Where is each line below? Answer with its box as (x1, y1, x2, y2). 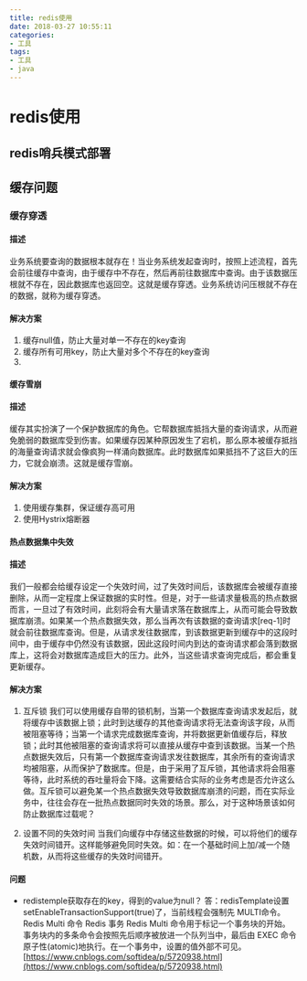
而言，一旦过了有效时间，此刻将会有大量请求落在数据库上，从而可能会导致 (9, 603, 290, 614)
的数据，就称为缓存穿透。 (9, 290, 106, 301)
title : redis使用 (9, 13, 73, 23)
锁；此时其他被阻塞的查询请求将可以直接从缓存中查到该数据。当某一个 (22, 740, 288, 751)
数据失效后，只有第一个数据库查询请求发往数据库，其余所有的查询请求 (30, 752, 295, 762)
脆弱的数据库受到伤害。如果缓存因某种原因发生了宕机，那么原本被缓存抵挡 (16, 434, 298, 445)
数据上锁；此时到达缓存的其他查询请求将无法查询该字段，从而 (62, 717, 295, 728)
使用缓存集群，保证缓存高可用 (22, 502, 135, 513)
